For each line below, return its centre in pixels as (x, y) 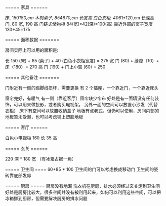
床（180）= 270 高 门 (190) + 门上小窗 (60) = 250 (55, 67)
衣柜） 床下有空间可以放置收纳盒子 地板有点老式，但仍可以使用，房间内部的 (82, 111)
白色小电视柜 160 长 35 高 (31, 138)
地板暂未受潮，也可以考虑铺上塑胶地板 (44, 117)
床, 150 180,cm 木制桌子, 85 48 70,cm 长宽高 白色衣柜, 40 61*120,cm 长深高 (80, 18)
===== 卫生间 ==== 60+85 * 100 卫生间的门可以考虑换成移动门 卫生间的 (80, 169)
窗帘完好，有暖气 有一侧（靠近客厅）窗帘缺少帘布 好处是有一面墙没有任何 (80, 98)
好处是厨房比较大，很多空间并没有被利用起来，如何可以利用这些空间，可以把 (83, 192)
